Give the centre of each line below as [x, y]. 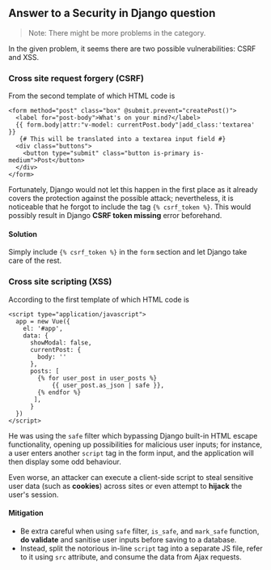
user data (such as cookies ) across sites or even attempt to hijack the [125, 486]
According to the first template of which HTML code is [99, 299]
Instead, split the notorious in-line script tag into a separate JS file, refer [141, 548]
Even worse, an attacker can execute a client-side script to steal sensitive [131, 477]
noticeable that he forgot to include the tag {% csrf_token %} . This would [130, 207]
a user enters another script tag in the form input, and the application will [131, 452]
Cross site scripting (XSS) [60, 281]
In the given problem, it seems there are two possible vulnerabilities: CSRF [132, 49]
